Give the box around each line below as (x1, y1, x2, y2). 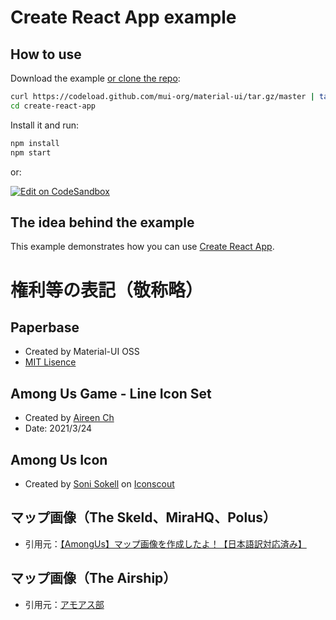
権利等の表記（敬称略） (10, 279, 204, 301)
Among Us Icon (10, 451, 108, 468)
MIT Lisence (24, 356, 77, 368)
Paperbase (10, 319, 80, 336)
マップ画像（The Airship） (10, 570, 177, 587)
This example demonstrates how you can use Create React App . (10, 241, 275, 253)
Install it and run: (10, 119, 80, 131)
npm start (10, 147, 52, 158)
